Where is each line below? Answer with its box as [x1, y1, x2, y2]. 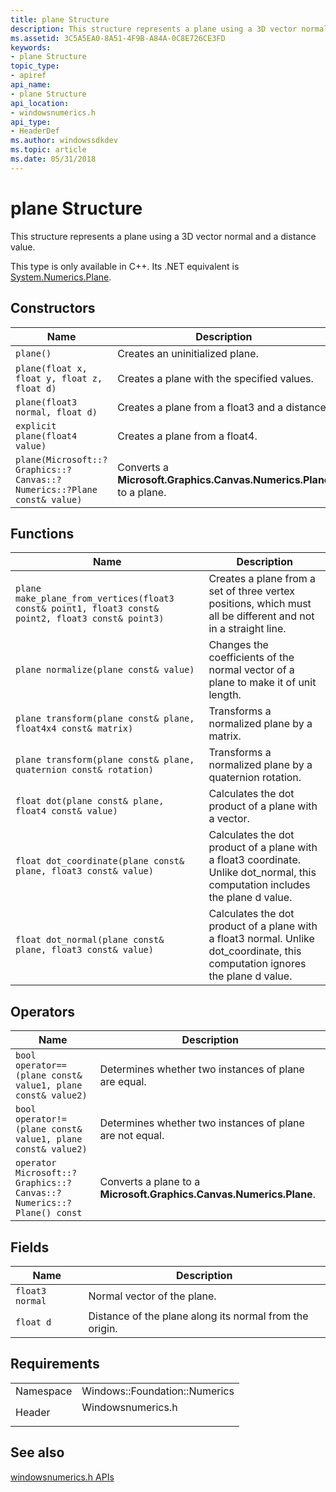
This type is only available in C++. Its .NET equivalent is [10, 260, 240, 272]
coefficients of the [208, 651, 295, 665]
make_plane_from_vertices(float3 [15, 593, 175, 605]
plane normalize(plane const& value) [15, 664, 195, 676]
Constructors [10, 300, 96, 317]
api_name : [10, 80, 52, 90]
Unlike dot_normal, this [208, 866, 317, 880]
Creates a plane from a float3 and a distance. [117, 400, 330, 414]
